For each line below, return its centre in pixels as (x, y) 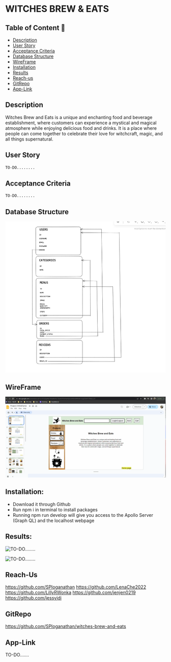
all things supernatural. (29, 139)
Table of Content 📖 (35, 28)
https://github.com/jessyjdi (34, 598)
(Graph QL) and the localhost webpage (53, 520)
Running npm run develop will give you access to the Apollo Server (83, 515)
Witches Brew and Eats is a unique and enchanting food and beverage (79, 117)
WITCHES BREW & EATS (57, 9)
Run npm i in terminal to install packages (55, 510)
